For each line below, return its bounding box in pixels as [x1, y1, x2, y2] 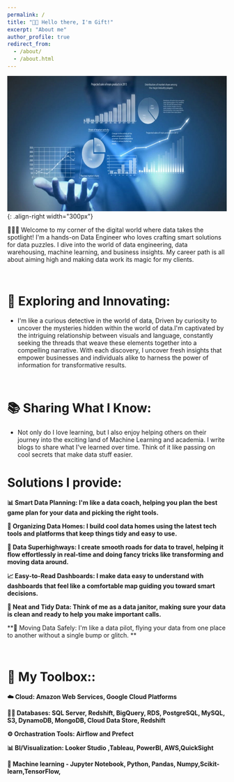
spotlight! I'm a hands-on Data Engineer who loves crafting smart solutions [7, 233, 221, 241]
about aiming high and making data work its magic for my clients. [7, 255, 194, 263]
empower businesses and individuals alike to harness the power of [17, 353, 209, 362]
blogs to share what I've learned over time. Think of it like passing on [17, 443, 216, 451]
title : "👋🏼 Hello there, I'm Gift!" [7, 18, 114, 26]
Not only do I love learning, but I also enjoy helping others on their [17, 428, 207, 436]
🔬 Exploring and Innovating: [7, 293, 171, 309]
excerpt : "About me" [7, 26, 68, 33]
